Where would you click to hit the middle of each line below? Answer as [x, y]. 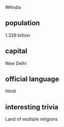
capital [16, 51]
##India [13, 7]
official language [32, 79]
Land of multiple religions [31, 119]
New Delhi [16, 63]
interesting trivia [32, 107]
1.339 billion [18, 35]
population [23, 23]
